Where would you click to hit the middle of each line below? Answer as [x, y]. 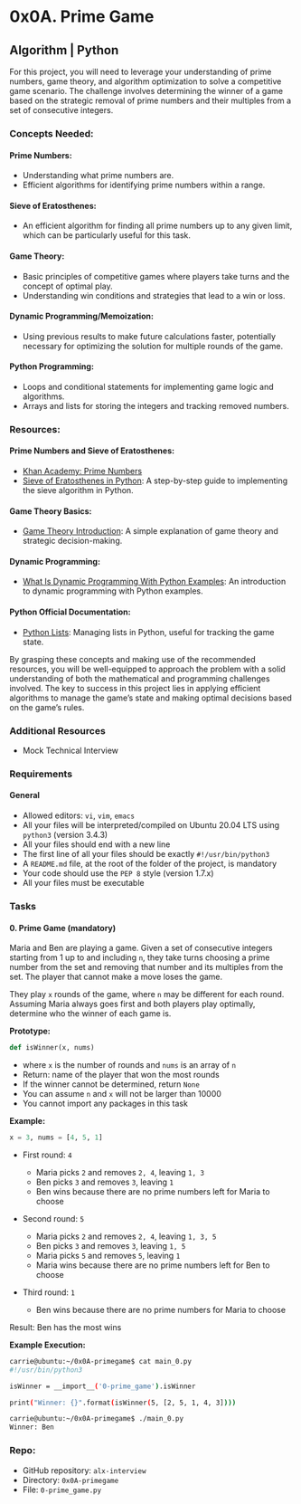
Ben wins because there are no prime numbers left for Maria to [153, 1191]
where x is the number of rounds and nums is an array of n [129, 1065]
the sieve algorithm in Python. [78, 490]
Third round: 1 [48, 1292]
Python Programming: [52, 366]
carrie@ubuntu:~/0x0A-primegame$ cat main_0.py [101, 1361]
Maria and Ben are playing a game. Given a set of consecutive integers [141, 948]
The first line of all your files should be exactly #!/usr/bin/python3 [146, 854]
